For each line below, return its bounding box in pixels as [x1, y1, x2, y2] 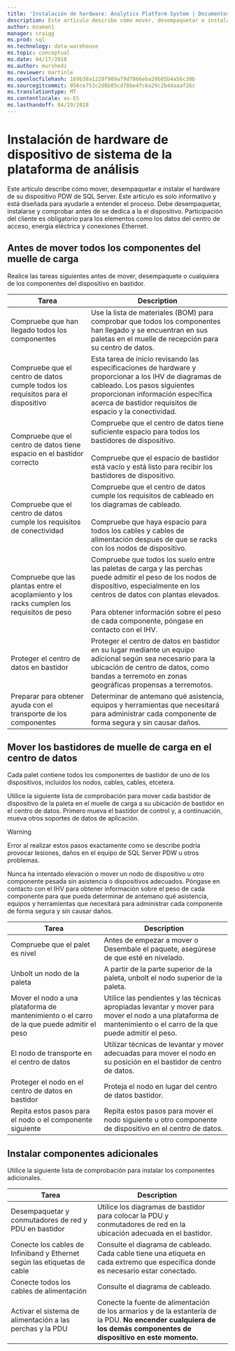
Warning [7, 828, 31, 836]
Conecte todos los [10, 1277, 71, 1287]
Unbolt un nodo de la [10, 968, 80, 978]
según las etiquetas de [10, 1257, 85, 1267]
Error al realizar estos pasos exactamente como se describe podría [7, 842, 201, 850]
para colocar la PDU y [97, 1211, 169, 1221]
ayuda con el [10, 700, 53, 710]
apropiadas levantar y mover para [104, 1002, 215, 1012]
